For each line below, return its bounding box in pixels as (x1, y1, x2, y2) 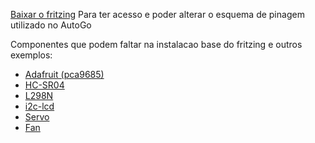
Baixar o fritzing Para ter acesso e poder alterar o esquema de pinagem (10, 9, 305, 20)
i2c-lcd (24, 100, 55, 112)
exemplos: (10, 49, 53, 61)
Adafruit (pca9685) (24, 69, 105, 80)
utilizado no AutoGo (10, 19, 92, 31)
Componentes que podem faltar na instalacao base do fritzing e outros (10, 39, 303, 50)
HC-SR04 (24, 79, 65, 91)
